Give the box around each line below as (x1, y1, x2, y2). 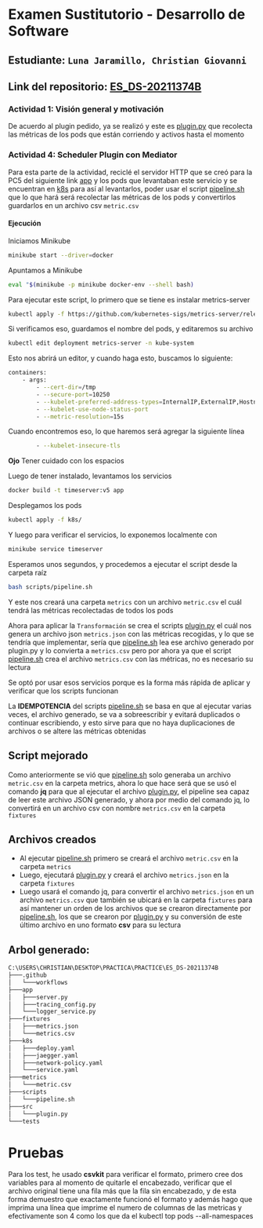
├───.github (8, 971, 47, 979)
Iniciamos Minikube (8, 236, 71, 245)
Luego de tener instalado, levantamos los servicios (8, 471, 172, 481)
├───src (8, 1102, 34, 1110)
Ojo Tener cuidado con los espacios (8, 456, 124, 466)
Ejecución (8, 218, 41, 228)
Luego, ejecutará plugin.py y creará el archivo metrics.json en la (19, 870, 229, 880)
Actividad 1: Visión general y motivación (8, 104, 164, 115)
